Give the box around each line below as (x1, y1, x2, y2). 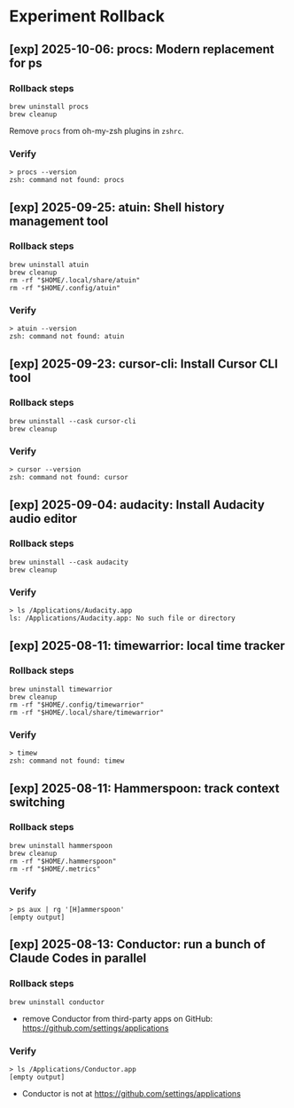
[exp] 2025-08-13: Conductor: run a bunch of (9, 937, 266, 952)
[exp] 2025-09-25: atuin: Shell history (9, 200, 225, 215)
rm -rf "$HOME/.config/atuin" (9, 283, 121, 292)
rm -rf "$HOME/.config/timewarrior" (9, 700, 144, 709)
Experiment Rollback (9, 6, 166, 27)
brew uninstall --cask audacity (9, 558, 128, 566)
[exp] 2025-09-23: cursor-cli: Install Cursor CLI (9, 356, 279, 371)
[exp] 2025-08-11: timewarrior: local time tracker (9, 637, 285, 653)
